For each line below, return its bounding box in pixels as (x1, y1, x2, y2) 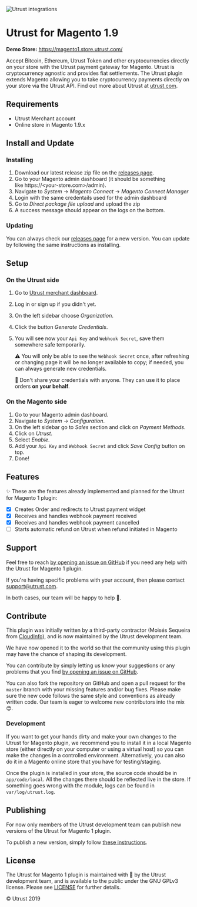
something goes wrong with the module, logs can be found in (6, 781, 155, 789)
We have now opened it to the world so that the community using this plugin (6, 644, 191, 651)
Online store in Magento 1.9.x (14, 121, 85, 128)
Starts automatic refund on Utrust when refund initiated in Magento (14, 525, 178, 533)
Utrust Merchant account (14, 115, 76, 122)
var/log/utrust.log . (6, 788, 55, 795)
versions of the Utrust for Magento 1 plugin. (6, 827, 112, 834)
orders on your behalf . (14, 383, 71, 390)
